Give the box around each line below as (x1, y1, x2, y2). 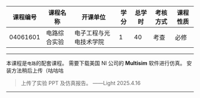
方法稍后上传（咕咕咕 (11, 67, 64, 74)
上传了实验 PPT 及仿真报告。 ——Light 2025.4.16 (20, 80, 141, 86)
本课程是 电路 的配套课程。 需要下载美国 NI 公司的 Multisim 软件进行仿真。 (6, 60, 186, 67)
